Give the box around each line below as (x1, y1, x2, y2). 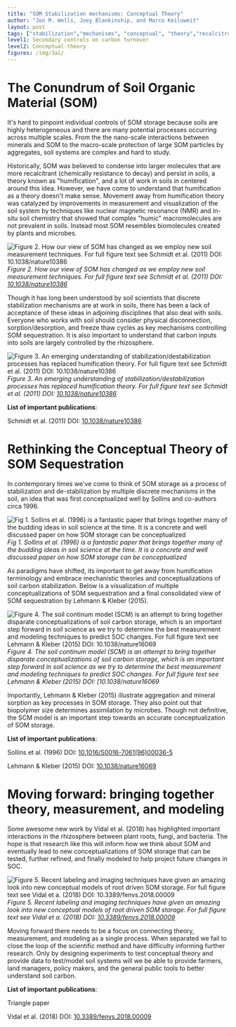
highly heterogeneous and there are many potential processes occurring (7, 125, 217, 134)
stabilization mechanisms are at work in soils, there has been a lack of (7, 300, 210, 310)
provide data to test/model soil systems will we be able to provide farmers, (7, 956, 223, 964)
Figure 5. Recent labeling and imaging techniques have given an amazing (7, 898, 221, 906)
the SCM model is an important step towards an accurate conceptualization (7, 713, 226, 722)
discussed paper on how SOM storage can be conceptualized (7, 553, 188, 561)
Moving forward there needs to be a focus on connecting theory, (7, 926, 195, 935)
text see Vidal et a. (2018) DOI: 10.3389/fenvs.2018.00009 (7, 912, 176, 921)
